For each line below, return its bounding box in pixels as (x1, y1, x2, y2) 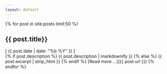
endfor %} (5, 64, 26, 70)
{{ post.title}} (5, 35, 48, 43)
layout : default (5, 7, 39, 12)
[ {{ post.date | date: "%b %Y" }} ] (5, 48, 75, 54)
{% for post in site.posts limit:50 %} (5, 21, 78, 27)
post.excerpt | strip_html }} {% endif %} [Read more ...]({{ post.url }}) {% (5, 59, 155, 65)
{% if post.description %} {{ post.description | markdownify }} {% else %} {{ (5, 53, 162, 59)
